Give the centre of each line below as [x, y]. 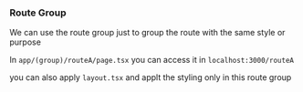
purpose [25, 42]
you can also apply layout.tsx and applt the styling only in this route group [151, 77]
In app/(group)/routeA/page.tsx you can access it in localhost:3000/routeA [152, 60]
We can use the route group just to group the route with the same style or [147, 33]
